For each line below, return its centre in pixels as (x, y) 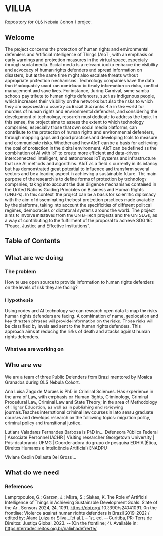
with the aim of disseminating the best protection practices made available (80, 200)
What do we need (32, 473)
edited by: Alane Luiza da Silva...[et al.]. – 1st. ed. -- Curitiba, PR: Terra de (79, 518)
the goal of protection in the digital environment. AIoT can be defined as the (81, 148)
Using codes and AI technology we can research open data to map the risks (81, 311)
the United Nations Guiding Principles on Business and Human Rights (74, 189)
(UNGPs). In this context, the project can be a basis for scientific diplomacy (81, 194)
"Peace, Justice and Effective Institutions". (48, 226)
